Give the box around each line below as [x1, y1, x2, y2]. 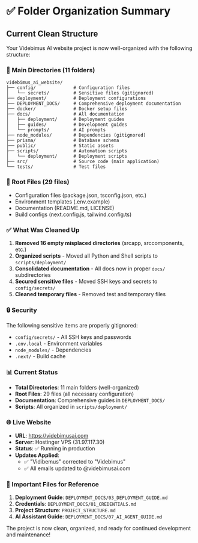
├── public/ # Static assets [6, 143, 114, 149]
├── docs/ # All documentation [6, 111, 125, 117]
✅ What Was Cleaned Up [6, 226, 80, 234]
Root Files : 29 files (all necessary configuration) [14, 390, 134, 398]
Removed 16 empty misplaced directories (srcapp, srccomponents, [14, 239, 184, 246]
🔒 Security [6, 306, 37, 314]
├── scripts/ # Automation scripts [6, 148, 128, 154]
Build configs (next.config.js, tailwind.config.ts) [14, 211, 132, 218]
